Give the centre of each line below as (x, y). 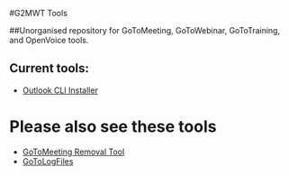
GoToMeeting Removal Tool (73, 152)
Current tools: (50, 68)
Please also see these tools (113, 126)
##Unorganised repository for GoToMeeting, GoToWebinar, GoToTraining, (145, 30)
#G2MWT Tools (38, 13)
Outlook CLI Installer (60, 90)
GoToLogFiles (48, 161)
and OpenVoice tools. (49, 40)
